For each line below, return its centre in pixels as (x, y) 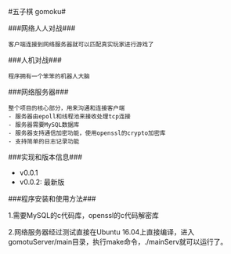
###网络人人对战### (42, 28)
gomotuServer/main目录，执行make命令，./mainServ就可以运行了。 (118, 242)
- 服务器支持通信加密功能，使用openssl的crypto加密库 (87, 133)
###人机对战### (35, 60)
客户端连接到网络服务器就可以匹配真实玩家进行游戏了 (81, 45)
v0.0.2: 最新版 (42, 182)
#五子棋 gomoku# (37, 11)
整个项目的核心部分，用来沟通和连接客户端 (67, 108)
